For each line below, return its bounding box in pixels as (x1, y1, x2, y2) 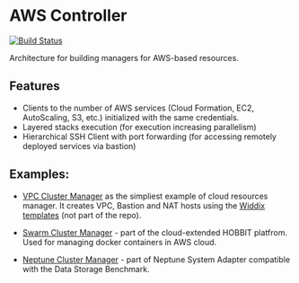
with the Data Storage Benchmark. (22, 263, 150, 274)
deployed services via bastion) (22, 140, 136, 151)
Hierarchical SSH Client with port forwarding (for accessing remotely (22, 131, 277, 142)
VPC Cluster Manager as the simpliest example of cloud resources (22, 190, 268, 201)
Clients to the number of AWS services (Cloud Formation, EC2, (22, 102, 254, 113)
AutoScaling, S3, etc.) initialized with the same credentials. (22, 111, 240, 122)
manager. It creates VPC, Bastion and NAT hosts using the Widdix (22, 199, 266, 211)
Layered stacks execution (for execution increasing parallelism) (22, 121, 258, 132)
